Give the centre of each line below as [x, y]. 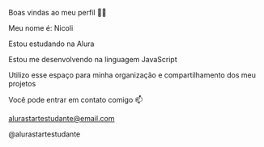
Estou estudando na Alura [51, 44]
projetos [22, 84]
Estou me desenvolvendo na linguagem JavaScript [93, 59]
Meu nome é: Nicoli [41, 28]
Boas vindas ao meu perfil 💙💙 [57, 13]
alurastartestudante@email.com [62, 118]
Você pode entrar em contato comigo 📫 [76, 100]
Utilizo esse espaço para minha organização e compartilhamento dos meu [132, 75]
